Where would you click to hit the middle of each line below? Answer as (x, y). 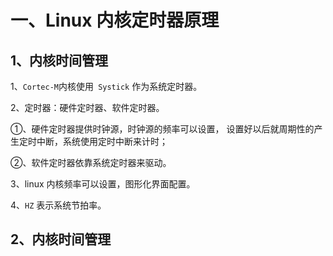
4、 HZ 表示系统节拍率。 (58, 205)
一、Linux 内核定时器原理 (115, 20)
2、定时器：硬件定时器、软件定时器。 (87, 107)
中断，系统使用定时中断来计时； (102, 141)
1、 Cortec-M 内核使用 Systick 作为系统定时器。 (106, 86)
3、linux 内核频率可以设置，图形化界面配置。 (103, 184)
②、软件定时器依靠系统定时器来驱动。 (91, 162)
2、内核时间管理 (61, 239)
